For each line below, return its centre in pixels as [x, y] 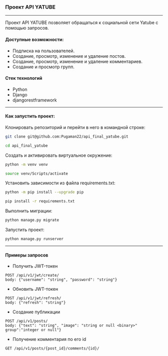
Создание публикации [36, 312]
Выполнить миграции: [29, 211]
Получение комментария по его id [49, 339]
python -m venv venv [27, 164]
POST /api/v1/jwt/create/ [32, 275]
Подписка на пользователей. [43, 51]
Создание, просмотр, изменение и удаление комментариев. [77, 61]
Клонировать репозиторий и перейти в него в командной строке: [75, 127]
